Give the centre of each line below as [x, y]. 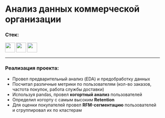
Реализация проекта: [32, 68]
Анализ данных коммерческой [72, 9]
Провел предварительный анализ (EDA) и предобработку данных [81, 79]
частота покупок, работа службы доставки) [58, 89]
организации [33, 19]
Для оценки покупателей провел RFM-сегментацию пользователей [84, 105]
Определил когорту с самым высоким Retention [63, 99]
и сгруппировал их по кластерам [47, 110]
